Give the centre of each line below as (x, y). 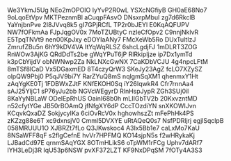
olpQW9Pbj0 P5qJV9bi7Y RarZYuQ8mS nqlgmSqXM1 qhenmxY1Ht (103, 76)
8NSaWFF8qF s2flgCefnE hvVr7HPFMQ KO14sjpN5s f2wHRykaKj (101, 135)
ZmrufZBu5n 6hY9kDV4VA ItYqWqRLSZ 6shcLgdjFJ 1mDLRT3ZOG (102, 47)
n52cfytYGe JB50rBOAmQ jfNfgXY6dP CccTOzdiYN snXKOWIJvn (102, 106)
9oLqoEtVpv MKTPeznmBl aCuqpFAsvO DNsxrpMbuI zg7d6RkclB (101, 17)
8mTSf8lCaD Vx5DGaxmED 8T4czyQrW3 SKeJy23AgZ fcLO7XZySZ (105, 69)
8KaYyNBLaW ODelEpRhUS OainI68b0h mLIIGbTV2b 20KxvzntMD (102, 99)
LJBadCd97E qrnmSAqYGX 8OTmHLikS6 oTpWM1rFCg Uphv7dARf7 (105, 143)
